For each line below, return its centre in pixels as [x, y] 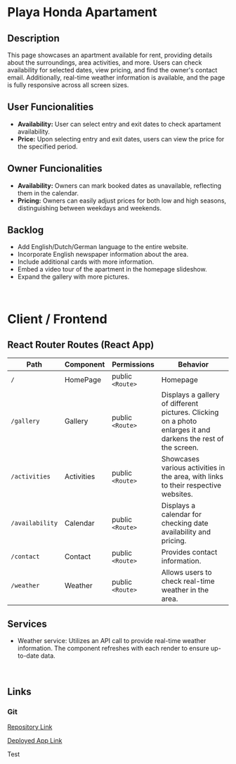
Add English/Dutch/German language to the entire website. [103, 247]
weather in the [185, 590]
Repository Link [30, 727]
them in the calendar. [48, 193]
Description [33, 38]
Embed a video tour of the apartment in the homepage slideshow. [112, 269]
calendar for [182, 514]
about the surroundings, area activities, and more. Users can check [105, 63]
